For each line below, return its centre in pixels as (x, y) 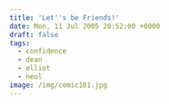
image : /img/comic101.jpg (58, 85)
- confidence (42, 52)
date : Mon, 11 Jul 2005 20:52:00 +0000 (85, 26)
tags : (20, 43)
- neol (30, 77)
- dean (30, 60)
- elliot (34, 69)
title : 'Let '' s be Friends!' (65, 18)
